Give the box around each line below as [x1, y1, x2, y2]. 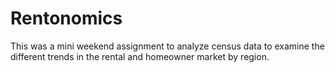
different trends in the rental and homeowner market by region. [10, 50, 270, 62]
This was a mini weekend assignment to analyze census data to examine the [10, 40, 325, 52]
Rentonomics [10, 7, 123, 30]
